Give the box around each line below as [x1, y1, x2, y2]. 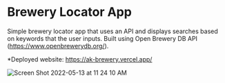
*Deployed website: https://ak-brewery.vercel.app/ [7, 55, 153, 63]
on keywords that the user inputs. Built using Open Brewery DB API [7, 34, 198, 42]
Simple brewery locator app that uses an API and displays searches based [7, 27, 219, 35]
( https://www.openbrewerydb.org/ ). [7, 41, 109, 50]
